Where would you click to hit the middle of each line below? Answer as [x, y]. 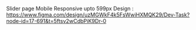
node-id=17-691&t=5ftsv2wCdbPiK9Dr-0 [56, 21]
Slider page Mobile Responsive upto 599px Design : [70, 9]
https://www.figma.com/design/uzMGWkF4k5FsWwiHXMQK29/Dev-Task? [98, 15]
